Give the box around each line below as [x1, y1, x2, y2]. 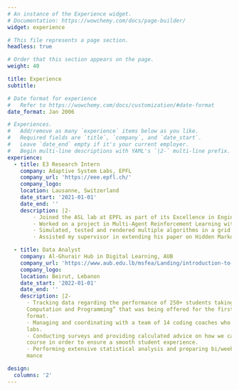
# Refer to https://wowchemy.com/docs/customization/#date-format [7, 101, 215, 109]
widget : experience [7, 23, 65, 31]
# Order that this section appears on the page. [7, 56, 154, 63]
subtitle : [7, 82, 37, 89]
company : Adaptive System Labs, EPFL [20, 167, 132, 174]
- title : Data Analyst [14, 246, 81, 253]
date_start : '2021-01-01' [20, 194, 97, 201]
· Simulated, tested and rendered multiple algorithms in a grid [33, 227, 231, 234]
